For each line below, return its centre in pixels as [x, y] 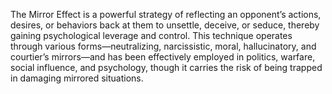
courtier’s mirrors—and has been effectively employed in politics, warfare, [163, 57]
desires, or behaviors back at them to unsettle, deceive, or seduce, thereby [165, 25]
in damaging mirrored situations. [77, 78]
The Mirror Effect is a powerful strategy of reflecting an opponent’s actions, [166, 14]
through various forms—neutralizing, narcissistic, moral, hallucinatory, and [163, 46]
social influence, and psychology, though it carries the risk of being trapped [166, 67]
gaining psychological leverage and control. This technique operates [151, 35]
